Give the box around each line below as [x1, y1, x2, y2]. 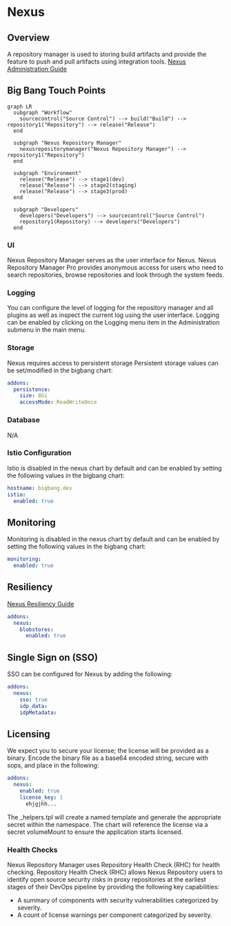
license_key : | [19, 794, 63, 801]
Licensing [7, 728, 50, 740]
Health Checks [7, 845, 58, 855]
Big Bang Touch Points [7, 84, 106, 97]
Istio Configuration [7, 448, 72, 457]
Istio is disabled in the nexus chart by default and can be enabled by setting [7, 464, 222, 472]
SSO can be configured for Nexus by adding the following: [7, 670, 173, 678]
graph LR [7, 103, 32, 110]
